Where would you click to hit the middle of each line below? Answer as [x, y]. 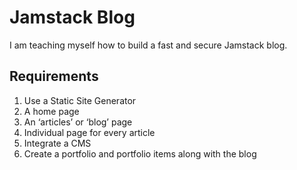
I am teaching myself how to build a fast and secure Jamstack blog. [148, 45]
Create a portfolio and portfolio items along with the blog [140, 153]
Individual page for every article [89, 132]
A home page [51, 111]
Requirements [54, 76]
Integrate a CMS [57, 143]
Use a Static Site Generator [80, 100]
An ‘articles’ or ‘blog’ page [78, 122]
